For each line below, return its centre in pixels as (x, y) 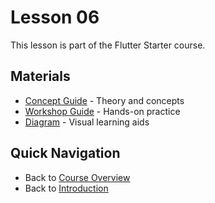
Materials (40, 76)
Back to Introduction (66, 188)
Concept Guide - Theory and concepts (104, 100)
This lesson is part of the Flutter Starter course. (108, 45)
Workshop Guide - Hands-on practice (102, 111)
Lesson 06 (55, 17)
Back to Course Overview (77, 177)
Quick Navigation (65, 153)
